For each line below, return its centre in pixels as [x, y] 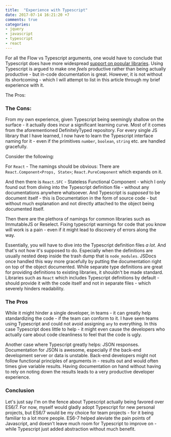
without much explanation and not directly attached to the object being [80, 204]
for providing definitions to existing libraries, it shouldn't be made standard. [84, 272]
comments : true [21, 19]
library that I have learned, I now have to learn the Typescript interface [79, 136]
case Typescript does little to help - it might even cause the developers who [85, 329]
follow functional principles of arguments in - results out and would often [82, 361]
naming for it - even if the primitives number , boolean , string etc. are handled [86, 141]
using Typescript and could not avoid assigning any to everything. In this [81, 324]
